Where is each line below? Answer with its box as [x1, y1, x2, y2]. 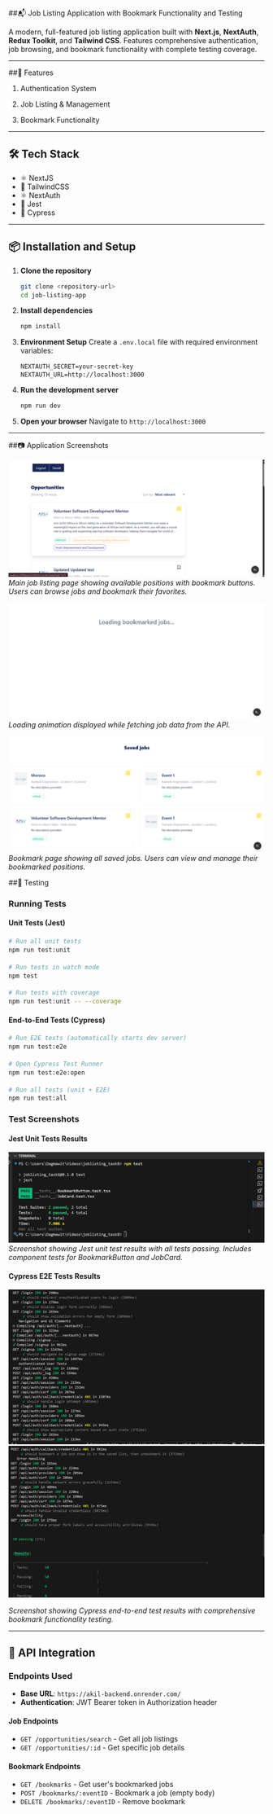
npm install [19, 323, 61, 331]
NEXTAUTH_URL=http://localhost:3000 [19, 371, 145, 379]
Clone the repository [19, 266, 92, 275]
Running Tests [8, 898, 67, 909]
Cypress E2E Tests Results [8, 1271, 101, 1280]
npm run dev [19, 402, 61, 411]
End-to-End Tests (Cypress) [8, 1015, 106, 1025]
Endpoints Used [8, 1670, 73, 1681]
